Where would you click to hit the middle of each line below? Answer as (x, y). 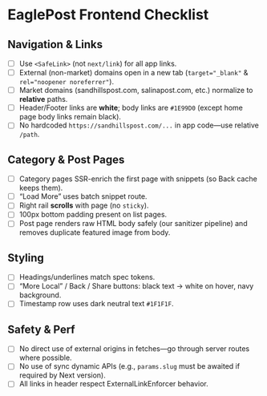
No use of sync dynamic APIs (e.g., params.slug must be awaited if (129, 366)
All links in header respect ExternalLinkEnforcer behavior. (114, 384)
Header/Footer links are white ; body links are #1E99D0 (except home (131, 108)
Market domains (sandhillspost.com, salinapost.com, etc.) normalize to (136, 91)
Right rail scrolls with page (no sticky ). (84, 205)
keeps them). (41, 188)
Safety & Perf (41, 329)
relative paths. (43, 99)
